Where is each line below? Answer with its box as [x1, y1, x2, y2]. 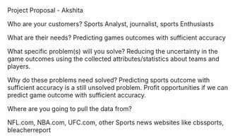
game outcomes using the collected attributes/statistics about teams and [7, 54, 220, 63]
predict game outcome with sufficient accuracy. [7, 91, 147, 99]
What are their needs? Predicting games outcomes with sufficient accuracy [7, 33, 226, 42]
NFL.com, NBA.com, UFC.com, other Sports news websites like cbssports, [7, 118, 224, 127]
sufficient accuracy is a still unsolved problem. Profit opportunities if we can [7, 83, 228, 91]
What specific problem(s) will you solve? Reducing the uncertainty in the [7, 47, 218, 55]
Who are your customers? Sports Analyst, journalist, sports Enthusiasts [7, 20, 214, 28]
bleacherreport [7, 126, 52, 134]
